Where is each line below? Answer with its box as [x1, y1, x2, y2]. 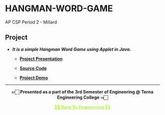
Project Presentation [19, 56, 63, 62]
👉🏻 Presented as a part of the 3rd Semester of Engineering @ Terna [11, 89, 154, 94]
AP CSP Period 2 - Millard [5, 19, 57, 25]
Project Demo [19, 74, 48, 81]
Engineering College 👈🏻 [57, 94, 108, 100]
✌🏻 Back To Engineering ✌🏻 [54, 104, 111, 110]
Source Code [19, 65, 47, 71]
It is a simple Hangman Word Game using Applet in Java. [12, 46, 132, 52]
